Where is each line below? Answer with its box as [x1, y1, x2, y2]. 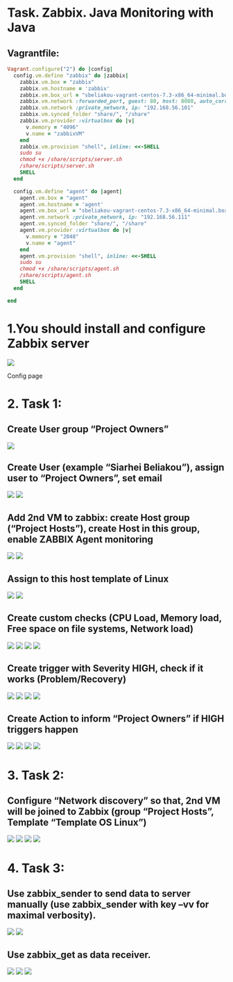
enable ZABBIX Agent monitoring [7, 533, 154, 545]
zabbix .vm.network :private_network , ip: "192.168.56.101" [19, 104, 194, 112]
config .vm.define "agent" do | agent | [13, 188, 123, 195]
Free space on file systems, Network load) [7, 623, 194, 635]
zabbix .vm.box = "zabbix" [19, 78, 95, 85]
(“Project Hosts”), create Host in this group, [7, 522, 200, 534]
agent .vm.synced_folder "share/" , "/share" [19, 220, 148, 227]
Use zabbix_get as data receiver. [7, 949, 151, 960]
